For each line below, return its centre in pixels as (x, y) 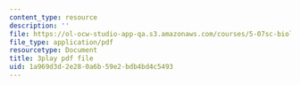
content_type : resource (54, 17)
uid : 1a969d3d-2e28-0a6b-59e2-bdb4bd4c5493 (92, 67)
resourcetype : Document (54, 50)
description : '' (39, 26)
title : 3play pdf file (51, 58)
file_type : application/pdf (62, 42)
